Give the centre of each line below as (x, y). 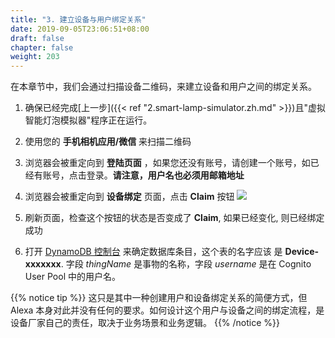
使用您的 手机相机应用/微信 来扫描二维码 (108, 142)
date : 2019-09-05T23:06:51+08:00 (80, 29)
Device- (302, 252)
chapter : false (42, 47)
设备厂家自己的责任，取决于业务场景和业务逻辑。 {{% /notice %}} (145, 323)
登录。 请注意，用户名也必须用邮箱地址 (165, 175)
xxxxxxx (43, 264)
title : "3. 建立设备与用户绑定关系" (78, 19)
